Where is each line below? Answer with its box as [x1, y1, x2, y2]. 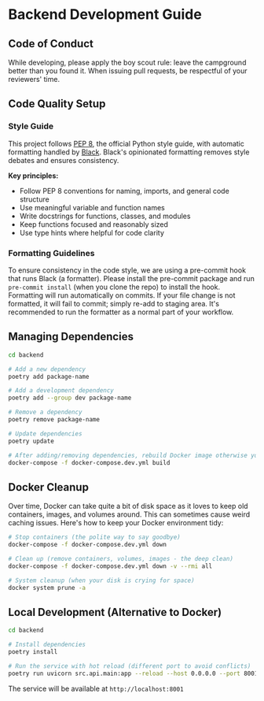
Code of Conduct [8, 37, 94, 50]
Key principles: [8, 171, 59, 180]
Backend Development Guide [8, 6, 202, 24]
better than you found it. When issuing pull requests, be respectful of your [8, 66, 247, 76]
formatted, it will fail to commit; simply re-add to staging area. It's [8, 299, 220, 308]
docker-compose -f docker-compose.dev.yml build [8, 458, 170, 466]
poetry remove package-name [8, 416, 101, 424]
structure [19, 195, 49, 204]
